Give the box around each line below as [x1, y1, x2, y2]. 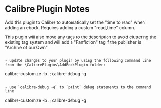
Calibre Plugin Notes [5, 3, 90, 15]
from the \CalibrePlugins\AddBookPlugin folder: [5, 62, 106, 67]
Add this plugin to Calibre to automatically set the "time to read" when [5, 19, 145, 25]
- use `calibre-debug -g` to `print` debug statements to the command [5, 84, 151, 90]
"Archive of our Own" [5, 44, 48, 50]
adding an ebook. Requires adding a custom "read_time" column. [5, 24, 135, 30]
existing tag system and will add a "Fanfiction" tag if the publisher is [5, 39, 142, 45]
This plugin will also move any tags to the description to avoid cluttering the [5, 34, 157, 40]
